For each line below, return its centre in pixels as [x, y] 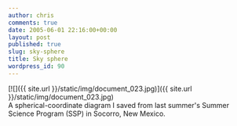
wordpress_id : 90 [36, 67]
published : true [35, 45]
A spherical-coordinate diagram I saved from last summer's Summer [119, 105]
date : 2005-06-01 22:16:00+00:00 [63, 30]
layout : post [29, 37]
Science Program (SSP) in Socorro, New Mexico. [87, 113]
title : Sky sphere [38, 59]
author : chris [31, 15]
